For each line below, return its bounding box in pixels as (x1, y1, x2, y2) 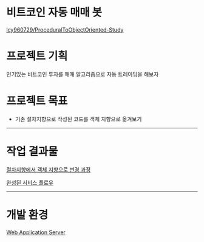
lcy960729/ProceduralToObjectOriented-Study (6, 26, 124, 33)
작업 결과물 (6, 145, 58, 158)
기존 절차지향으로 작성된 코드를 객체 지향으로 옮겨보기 (15, 115, 142, 122)
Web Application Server (6, 229, 66, 236)
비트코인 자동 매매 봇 (6, 5, 102, 19)
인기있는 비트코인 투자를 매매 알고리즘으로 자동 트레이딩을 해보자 (6, 71, 159, 78)
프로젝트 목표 (6, 94, 68, 108)
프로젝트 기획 (6, 49, 68, 63)
